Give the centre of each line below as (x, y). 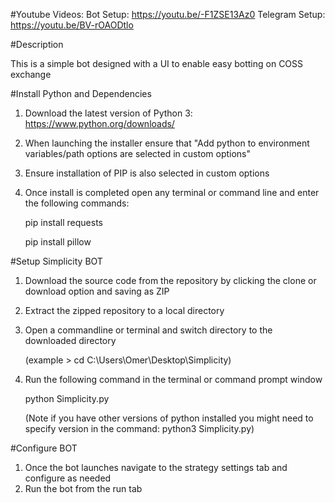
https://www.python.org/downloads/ (99, 123)
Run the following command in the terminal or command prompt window (173, 379)
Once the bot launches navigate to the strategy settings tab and (156, 467)
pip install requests (63, 222)
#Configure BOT (44, 448)
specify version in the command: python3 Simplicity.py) (139, 428)
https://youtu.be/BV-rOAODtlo (72, 25)
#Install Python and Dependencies (81, 93)
